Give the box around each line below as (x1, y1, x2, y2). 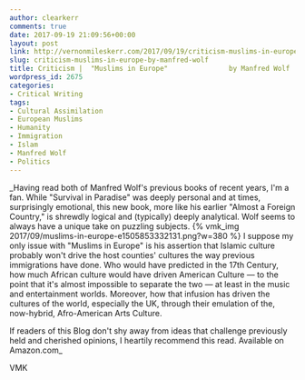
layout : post (9, 38, 59, 48)
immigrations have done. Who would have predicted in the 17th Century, (9, 259, 279, 270)
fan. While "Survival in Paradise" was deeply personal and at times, (9, 192, 261, 203)
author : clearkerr (9, 13, 79, 23)
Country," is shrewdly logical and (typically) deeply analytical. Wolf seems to (9, 211, 296, 222)
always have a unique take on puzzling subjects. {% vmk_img (9, 220, 240, 232)
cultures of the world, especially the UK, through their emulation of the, (9, 297, 275, 309)
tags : (9, 97, 30, 107)
